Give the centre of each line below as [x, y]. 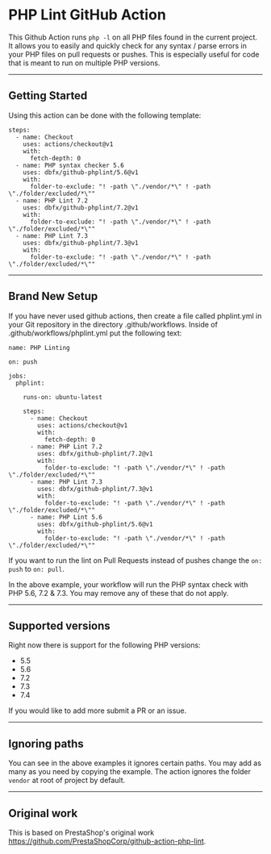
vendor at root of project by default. [67, 781]
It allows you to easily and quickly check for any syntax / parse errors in [128, 45]
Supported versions [59, 625]
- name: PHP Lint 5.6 [66, 517]
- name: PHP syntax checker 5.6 [70, 165]
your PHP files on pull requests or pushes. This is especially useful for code [134, 54]
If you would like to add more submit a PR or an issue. [98, 710]
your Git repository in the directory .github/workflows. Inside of [113, 324]
